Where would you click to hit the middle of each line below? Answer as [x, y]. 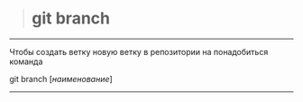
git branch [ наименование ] [61, 79]
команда [26, 61]
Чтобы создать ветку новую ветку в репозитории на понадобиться [139, 51]
